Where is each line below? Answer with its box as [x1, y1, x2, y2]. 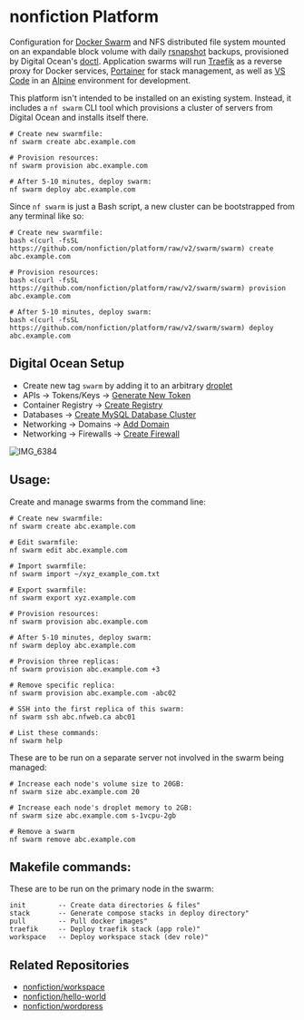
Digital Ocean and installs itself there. [9, 112, 149, 123]
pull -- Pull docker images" [9, 917, 148, 927]
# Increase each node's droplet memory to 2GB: [9, 803, 193, 812]
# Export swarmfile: [9, 585, 88, 594]
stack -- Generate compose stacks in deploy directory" [9, 909, 250, 918]
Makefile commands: [9, 859, 132, 875]
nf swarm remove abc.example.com [9, 835, 136, 844]
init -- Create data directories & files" [9, 901, 201, 910]
